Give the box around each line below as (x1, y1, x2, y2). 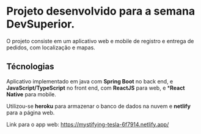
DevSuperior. (6, 17, 75, 31)
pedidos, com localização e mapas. (6, 44, 96, 51)
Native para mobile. (6, 90, 56, 98)
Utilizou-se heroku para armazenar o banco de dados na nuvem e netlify (6, 102, 191, 110)
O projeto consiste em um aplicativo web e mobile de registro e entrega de (6, 37, 194, 44)
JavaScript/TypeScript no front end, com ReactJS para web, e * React (6, 84, 185, 91)
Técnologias (6, 62, 54, 72)
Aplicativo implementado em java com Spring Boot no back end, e (6, 77, 174, 85)
